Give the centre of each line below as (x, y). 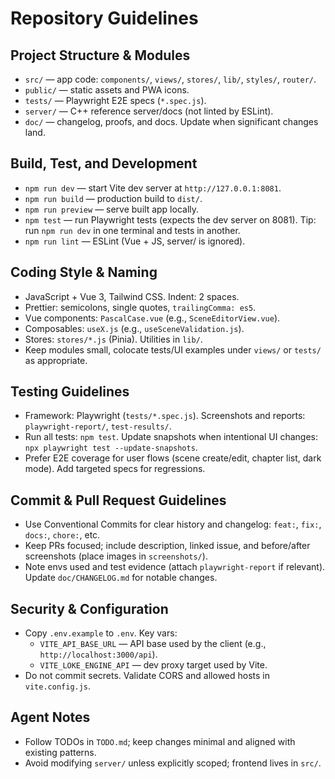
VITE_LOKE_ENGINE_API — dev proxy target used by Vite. (153, 665)
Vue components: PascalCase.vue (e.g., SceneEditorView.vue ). (152, 318)
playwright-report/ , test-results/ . (98, 426)
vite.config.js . (58, 686)
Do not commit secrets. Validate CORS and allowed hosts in (147, 676)
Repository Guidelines (104, 18)
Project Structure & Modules (100, 55)
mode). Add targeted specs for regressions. (115, 469)
